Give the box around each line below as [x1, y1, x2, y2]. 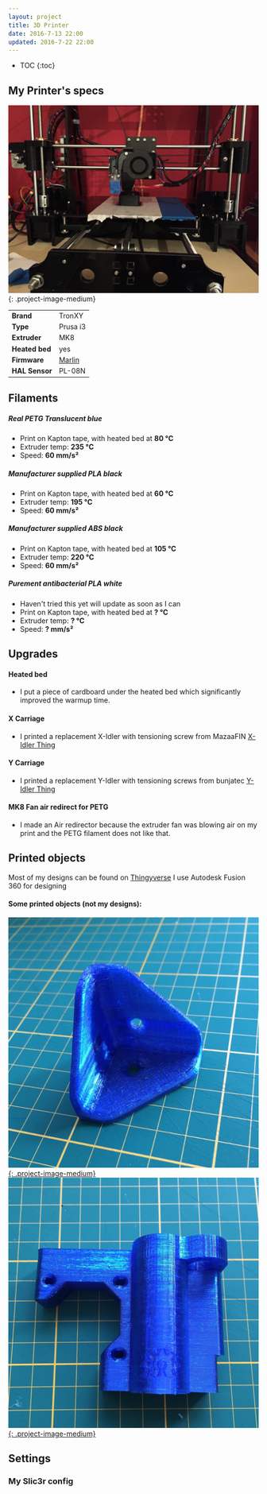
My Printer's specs [8, 83, 105, 97]
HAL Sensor [11, 366, 52, 376]
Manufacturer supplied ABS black [8, 524, 123, 533]
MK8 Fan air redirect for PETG [8, 803, 109, 812]
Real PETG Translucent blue [8, 413, 103, 423]
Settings [8, 1452, 52, 1465]
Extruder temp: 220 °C [19, 552, 95, 562]
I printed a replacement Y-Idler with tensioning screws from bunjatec [19, 776, 245, 785]
